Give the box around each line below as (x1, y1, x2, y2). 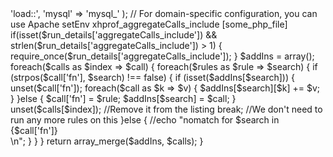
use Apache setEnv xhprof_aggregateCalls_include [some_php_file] (10, 18, 288, 30)
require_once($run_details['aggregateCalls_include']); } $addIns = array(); (10, 50, 315, 62)
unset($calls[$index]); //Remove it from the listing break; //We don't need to (10, 103, 323, 115)
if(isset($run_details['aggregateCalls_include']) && (10, 29, 218, 41)
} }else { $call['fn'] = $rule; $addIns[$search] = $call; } (10, 93, 237, 104)
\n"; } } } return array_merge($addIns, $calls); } (10, 135, 204, 147)
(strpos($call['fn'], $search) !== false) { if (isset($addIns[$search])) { (10, 72, 295, 83)
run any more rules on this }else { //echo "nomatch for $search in (10, 114, 280, 126)
